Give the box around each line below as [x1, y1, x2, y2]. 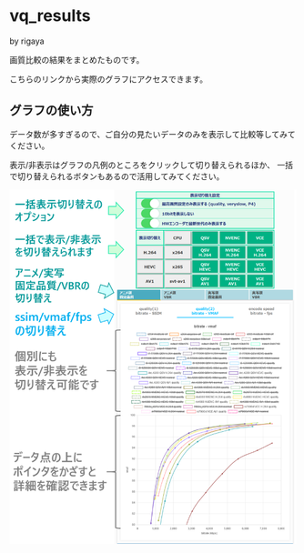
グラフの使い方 [9, 103, 94, 118]
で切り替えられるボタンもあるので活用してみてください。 [9, 170, 225, 182]
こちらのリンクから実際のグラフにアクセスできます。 [9, 74, 208, 85]
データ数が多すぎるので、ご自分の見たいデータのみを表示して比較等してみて [9, 128, 296, 139]
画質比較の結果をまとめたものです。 [9, 54, 145, 65]
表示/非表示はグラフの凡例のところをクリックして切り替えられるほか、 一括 [9, 159, 294, 170]
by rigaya [9, 35, 45, 46]
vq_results [9, 5, 91, 26]
